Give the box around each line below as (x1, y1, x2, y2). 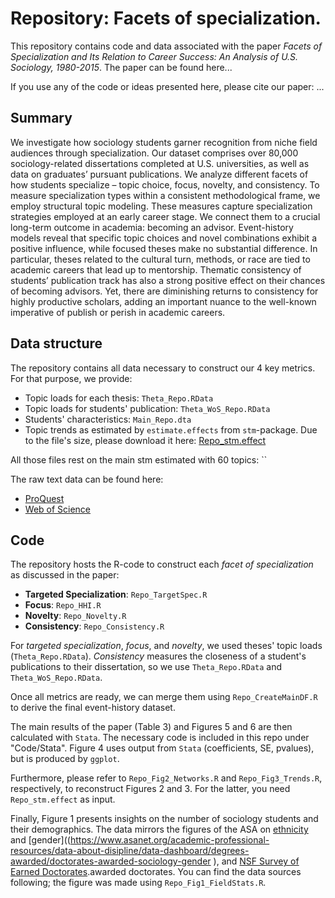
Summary (10, 110, 73, 127)
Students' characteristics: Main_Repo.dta (24, 413, 192, 425)
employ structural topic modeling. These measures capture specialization (10, 200, 313, 212)
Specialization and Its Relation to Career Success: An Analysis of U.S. (10, 50, 299, 62)
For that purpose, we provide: (10, 372, 133, 384)
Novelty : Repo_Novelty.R (24, 610, 127, 622)
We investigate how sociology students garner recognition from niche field (10, 136, 318, 148)
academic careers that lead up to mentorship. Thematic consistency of (10, 263, 302, 276)
